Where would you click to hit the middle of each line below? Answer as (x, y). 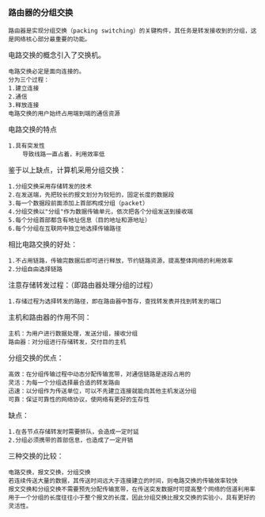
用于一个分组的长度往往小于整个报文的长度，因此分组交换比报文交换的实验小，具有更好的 (132, 498)
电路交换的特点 (32, 129)
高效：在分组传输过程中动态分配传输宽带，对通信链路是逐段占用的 (100, 374)
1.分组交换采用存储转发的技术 (50, 187)
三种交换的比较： (36, 456)
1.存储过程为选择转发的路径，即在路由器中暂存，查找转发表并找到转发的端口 (115, 302)
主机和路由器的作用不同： (50, 317)
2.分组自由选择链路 (36, 270)
